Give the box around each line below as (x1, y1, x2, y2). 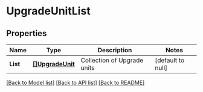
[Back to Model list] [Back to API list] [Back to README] (6, 79, 145, 86)
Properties (6, 28, 47, 38)
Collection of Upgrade (80, 56, 144, 64)
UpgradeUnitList (6, 4, 91, 18)
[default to (155, 56, 185, 64)
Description (97, 46, 132, 54)
